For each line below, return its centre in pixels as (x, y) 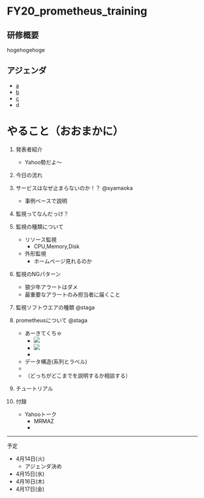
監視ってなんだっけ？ (42, 214)
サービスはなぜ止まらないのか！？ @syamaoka (74, 188)
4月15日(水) (30, 474)
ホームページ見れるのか (63, 261)
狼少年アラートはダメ (51, 287)
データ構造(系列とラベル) (56, 362)
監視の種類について (40, 226)
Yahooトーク (41, 414)
